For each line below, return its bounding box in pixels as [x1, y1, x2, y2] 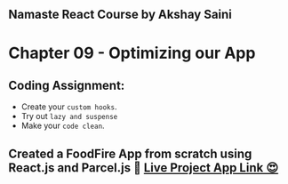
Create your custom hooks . [20, 101, 117, 112]
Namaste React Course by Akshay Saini [8, 7, 233, 22]
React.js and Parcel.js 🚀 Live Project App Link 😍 [8, 160, 279, 175]
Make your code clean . [20, 120, 105, 132]
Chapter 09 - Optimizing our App [8, 43, 256, 63]
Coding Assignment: [8, 77, 125, 92]
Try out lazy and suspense [20, 111, 118, 122]
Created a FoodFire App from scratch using [8, 146, 252, 161]
